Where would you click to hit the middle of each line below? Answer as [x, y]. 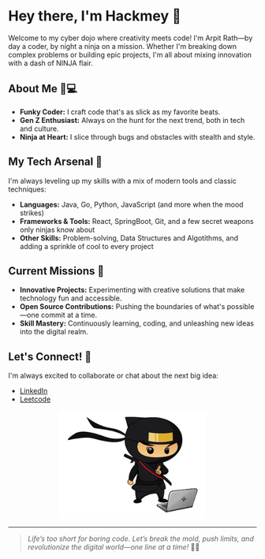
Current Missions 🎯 [56, 271]
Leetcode [35, 399]
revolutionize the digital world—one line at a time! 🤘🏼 [114, 547]
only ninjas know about [57, 229]
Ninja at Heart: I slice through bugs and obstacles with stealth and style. [137, 136]
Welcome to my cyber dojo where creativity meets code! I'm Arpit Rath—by [131, 38]
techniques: [27, 189]
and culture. [39, 129]
